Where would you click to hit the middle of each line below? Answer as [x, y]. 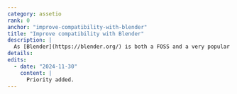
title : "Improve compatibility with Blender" [76, 34]
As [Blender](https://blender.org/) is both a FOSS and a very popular [122, 47]
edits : [17, 60]
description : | [30, 40]
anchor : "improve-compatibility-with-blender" [77, 27]
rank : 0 [19, 20]
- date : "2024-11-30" [46, 66]
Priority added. [50, 80]
